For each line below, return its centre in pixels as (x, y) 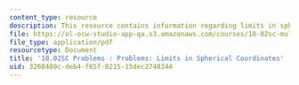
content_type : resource (53, 17)
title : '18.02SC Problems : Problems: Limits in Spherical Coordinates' (147, 58)
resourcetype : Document (53, 50)
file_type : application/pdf (61, 42)
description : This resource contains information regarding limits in (143, 26)
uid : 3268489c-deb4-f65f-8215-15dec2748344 (91, 67)
